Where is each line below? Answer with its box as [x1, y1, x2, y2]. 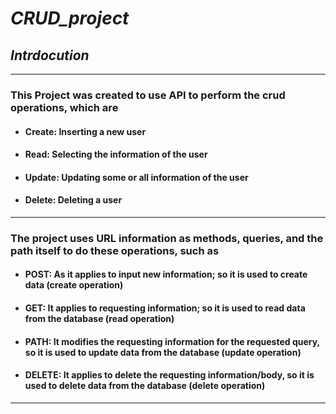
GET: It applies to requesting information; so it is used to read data [24, 302, 306, 314]
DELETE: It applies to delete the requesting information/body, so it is [24, 369, 315, 381]
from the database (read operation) [24, 313, 175, 325]
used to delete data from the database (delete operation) [24, 380, 266, 392]
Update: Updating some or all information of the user [24, 171, 249, 183]
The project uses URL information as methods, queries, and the [10, 231, 324, 245]
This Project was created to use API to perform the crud [10, 88, 286, 102]
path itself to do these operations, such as [10, 243, 220, 257]
